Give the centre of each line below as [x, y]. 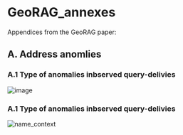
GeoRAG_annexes [62, 12]
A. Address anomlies [54, 54]
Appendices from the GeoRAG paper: [62, 32]
